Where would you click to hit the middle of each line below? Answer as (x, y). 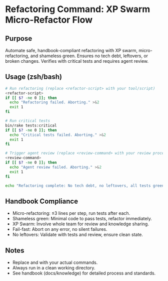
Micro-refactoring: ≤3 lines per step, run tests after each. (71, 213)
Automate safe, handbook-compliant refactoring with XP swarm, (71, 50)
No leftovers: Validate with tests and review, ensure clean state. (78, 235)
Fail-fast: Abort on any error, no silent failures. (60, 229)
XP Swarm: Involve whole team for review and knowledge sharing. (80, 224)
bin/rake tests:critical (31, 125)
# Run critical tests (28, 121)
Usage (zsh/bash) (34, 77)
